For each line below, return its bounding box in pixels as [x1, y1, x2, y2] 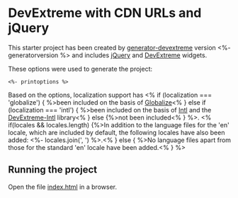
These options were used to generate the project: [8, 64, 153, 73]
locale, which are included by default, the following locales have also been [8, 128, 225, 136]
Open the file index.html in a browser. [8, 182, 118, 191]
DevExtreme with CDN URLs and [8, 5, 202, 21]
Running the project [8, 164, 98, 176]
